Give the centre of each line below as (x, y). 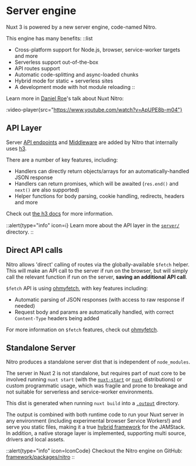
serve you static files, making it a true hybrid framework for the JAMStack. (96, 427)
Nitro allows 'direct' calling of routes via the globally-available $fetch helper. (98, 264)
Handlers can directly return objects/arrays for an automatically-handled (102, 171)
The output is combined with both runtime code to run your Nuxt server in (95, 414)
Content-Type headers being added (57, 318)
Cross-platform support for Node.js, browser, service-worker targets (97, 49)
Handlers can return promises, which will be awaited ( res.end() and (97, 183)
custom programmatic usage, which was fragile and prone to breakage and (97, 386)
